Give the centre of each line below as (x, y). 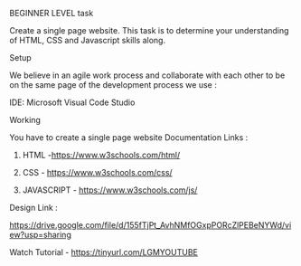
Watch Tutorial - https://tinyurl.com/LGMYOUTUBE (104, 252)
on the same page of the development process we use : (113, 85)
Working (25, 120)
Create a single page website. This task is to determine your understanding (149, 30)
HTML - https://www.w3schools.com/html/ (101, 155)
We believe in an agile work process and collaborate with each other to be (147, 75)
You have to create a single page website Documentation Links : (129, 138)
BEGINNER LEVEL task (52, 13)
